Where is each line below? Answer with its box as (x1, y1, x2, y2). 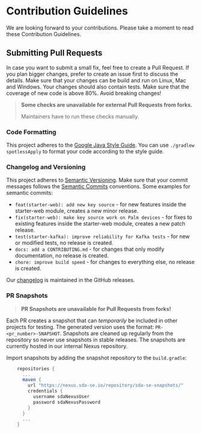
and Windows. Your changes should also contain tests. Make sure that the (6, 83, 190, 90)
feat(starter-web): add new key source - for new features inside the (14, 201, 187, 208)
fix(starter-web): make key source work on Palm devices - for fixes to (14, 213, 193, 221)
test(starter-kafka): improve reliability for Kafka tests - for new (14, 233, 190, 240)
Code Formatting (6, 127, 57, 136)
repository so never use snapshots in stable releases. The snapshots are (6, 336, 186, 343)
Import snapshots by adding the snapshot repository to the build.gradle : (6, 354, 187, 361)
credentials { (28, 388, 63, 395)
